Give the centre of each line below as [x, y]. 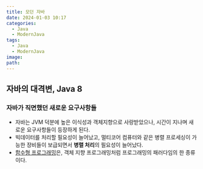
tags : [13, 40]
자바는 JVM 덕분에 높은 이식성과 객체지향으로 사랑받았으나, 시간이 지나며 [101, 122]
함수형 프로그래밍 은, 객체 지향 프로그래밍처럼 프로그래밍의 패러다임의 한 [99, 153]
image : [15, 57]
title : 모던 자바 [26, 12]
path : [13, 63]
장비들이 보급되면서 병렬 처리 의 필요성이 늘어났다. [85, 145]
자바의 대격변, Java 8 [44, 89]
